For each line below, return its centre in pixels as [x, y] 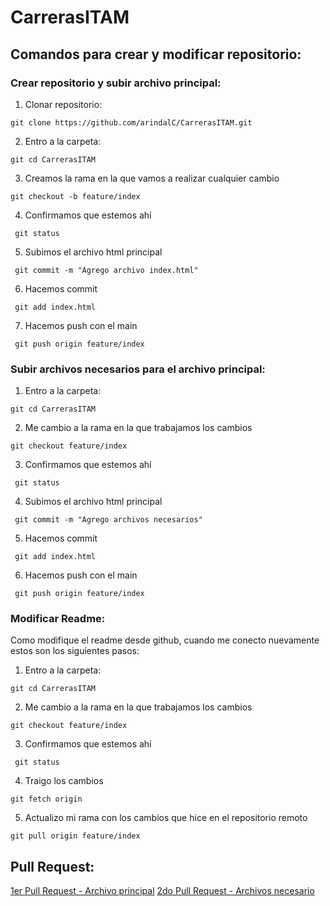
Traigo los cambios [64, 781]
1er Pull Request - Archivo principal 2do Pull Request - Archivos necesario [162, 891]
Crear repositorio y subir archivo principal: [116, 83]
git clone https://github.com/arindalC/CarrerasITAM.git [131, 122]
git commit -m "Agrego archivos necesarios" [108, 520]
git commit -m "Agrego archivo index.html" [106, 270]
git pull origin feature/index [75, 836]
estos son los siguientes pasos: [75, 651]
